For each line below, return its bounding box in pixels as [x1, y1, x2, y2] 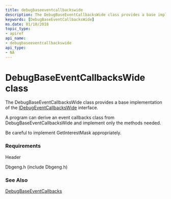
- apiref [5, 31, 24, 36]
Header [5, 154, 21, 160]
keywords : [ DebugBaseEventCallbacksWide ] [5, 17, 95, 22]
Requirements [5, 143, 41, 150]
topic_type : [5, 26, 31, 31]
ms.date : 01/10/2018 [5, 21, 49, 27]
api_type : [5, 45, 26, 50]
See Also [5, 176, 28, 183]
